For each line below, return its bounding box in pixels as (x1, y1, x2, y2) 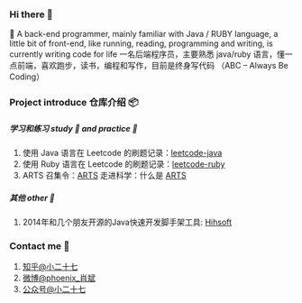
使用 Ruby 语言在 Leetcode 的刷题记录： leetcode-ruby (22, 159, 225, 170)
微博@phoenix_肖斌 (22, 272, 96, 283)
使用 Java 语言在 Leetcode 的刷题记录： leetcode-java (22, 148, 223, 159)
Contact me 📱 (9, 240, 70, 252)
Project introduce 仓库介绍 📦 (9, 96, 139, 109)
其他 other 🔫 (9, 192, 56, 203)
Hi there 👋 (9, 8, 54, 21)
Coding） (9, 71, 45, 82)
